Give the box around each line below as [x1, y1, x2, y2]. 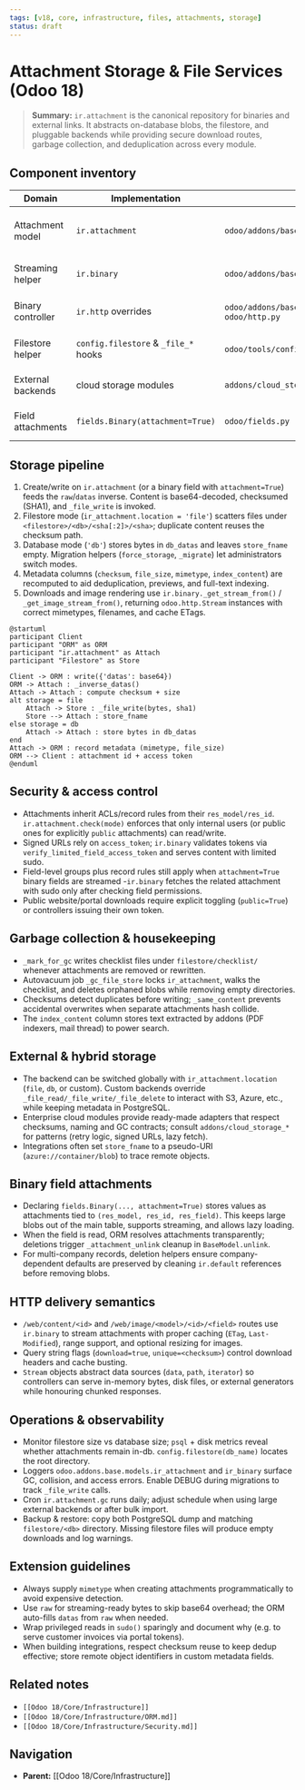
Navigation [9, 1746, 73, 1762]
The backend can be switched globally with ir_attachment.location [22, 1073, 278, 1084]
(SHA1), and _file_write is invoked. [22, 501, 156, 512]
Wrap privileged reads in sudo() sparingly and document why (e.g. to [22, 1621, 281, 1632]
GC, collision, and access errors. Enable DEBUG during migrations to [22, 1474, 280, 1485]
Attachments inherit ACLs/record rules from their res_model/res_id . [22, 808, 275, 819]
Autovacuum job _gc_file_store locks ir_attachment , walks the [22, 974, 261, 985]
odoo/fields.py [223, 417, 290, 427]
